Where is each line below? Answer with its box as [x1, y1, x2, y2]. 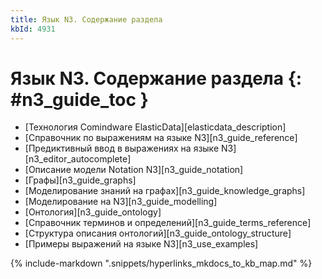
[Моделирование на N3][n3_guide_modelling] [24, 196, 218, 208]
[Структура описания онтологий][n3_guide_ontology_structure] [24, 227, 292, 240]
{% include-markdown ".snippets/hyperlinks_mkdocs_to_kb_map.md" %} [10, 257, 313, 270]
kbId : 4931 [10, 24, 56, 34]
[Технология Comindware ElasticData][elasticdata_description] [24, 121, 287, 133]
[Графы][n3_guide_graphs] [24, 174, 137, 186]
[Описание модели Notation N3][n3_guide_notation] [24, 164, 244, 176]
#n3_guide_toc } [10, 88, 149, 111]
